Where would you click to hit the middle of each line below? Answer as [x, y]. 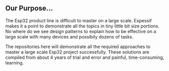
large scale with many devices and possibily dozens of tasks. [69, 37]
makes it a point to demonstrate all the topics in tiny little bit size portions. [82, 26]
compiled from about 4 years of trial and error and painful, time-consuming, [85, 57]
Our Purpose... [29, 8]
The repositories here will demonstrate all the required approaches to [78, 46]
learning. [15, 62]
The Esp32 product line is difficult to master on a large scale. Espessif [78, 20]
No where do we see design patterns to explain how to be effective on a [81, 31]
